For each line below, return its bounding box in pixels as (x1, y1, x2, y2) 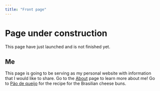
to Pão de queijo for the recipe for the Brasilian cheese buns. (5, 80, 127, 87)
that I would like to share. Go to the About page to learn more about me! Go (5, 76, 155, 81)
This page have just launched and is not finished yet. (5, 44, 111, 50)
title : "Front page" (5, 7, 47, 12)
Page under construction (5, 27, 108, 39)
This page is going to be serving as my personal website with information (5, 70, 152, 76)
